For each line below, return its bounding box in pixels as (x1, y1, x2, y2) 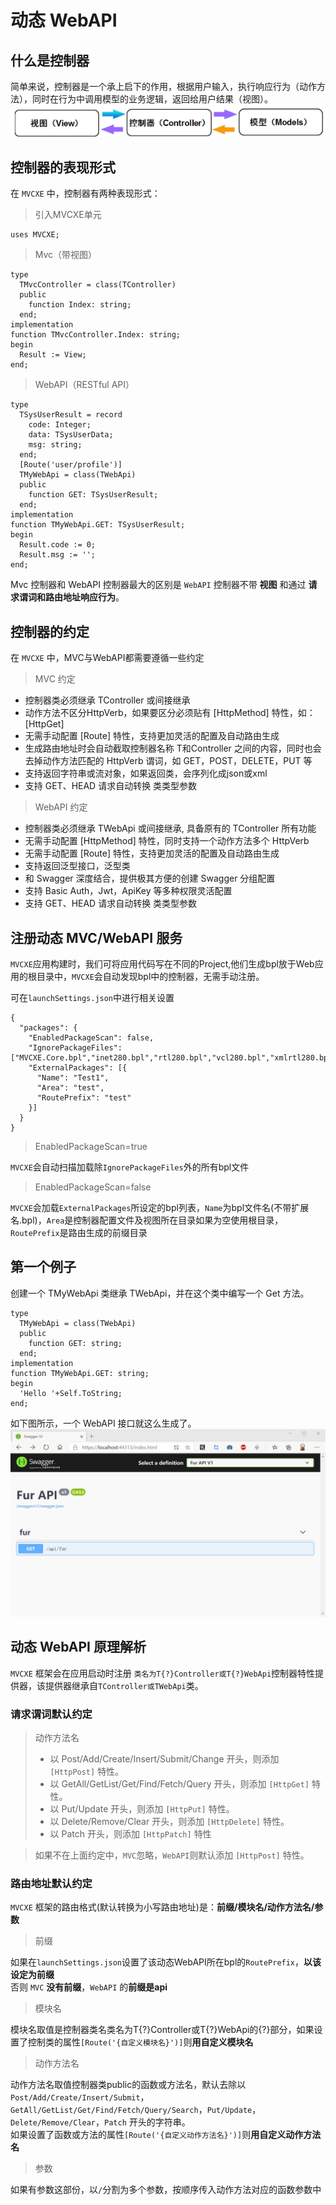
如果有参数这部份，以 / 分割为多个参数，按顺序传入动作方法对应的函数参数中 (10, 2184, 322, 2196)
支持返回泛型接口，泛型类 (24, 860, 131, 872)
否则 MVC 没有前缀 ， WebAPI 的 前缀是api (10, 1981, 168, 1993)
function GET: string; (28, 1338, 123, 1348)
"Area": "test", (36, 1082, 105, 1093)
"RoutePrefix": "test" (36, 1092, 132, 1103)
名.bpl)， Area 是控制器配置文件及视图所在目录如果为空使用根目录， (10, 1214, 284, 1226)
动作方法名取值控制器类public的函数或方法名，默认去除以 (10, 2079, 247, 2091)
